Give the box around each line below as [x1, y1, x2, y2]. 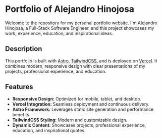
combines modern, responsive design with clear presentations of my [5, 63, 146, 69]
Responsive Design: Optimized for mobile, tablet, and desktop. [12, 95, 142, 102]
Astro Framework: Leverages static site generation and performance [12, 106, 154, 112]
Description [5, 45, 42, 53]
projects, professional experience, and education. [5, 68, 107, 74]
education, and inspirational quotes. [12, 127, 86, 133]
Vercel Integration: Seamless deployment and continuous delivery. [12, 101, 150, 107]
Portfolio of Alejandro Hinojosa [5, 3, 135, 15]
